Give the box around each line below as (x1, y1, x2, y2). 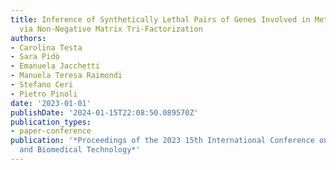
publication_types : (10, 117, 92, 127)
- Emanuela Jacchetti (10, 61, 101, 71)
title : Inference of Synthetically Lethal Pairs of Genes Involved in (10, 14, 311, 25)
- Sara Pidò (10, 52, 60, 62)
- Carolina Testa (10, 42, 83, 53)
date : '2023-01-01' (10, 98, 92, 108)
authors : (10, 33, 47, 43)
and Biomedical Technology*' (19, 145, 141, 155)
